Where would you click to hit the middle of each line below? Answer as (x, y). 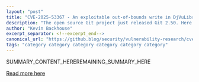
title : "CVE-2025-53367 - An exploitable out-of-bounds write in (88, 17)
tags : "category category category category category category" (87, 45)
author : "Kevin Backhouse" (39, 28)
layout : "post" (25, 12)
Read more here (26, 73)
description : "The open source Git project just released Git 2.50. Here (99, 23)
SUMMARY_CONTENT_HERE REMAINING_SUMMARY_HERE (78, 61)
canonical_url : (25, 39)
